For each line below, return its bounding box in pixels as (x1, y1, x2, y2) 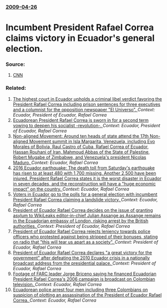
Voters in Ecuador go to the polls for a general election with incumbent (12, 191, 158, 197)
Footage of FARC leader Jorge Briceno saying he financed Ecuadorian (12, 271, 157, 277)
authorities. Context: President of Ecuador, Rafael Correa (12, 223, 130, 229)
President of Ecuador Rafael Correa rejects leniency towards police (12, 228, 151, 234)
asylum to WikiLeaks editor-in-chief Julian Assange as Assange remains (12, 212, 161, 218)
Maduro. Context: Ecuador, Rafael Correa (12, 159, 98, 165)
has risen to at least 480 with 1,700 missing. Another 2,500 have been (12, 170, 156, 176)
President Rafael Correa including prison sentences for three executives (12, 101, 161, 107)
